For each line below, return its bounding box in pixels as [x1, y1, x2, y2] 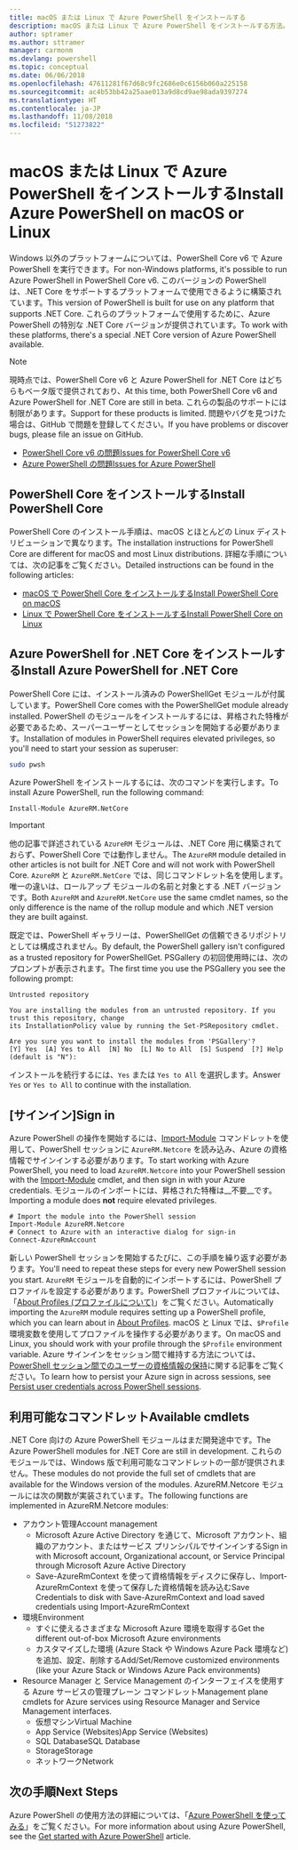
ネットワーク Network [35, 1756, 114, 1766]
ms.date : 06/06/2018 [9, 71, 86, 80]
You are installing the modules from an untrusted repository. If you [9, 1006, 276, 1015]
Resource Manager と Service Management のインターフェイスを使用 [21, 1676, 277, 1686]
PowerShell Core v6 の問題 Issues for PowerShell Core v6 [21, 446, 231, 458]
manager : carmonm [9, 46, 74, 55]
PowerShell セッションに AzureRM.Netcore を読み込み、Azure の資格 [39, 1144, 287, 1154]
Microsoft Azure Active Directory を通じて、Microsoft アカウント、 [35, 1530, 279, 1540]
